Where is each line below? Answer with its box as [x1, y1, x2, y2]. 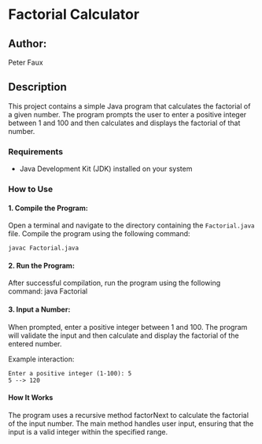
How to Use [8, 183, 54, 194]
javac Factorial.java [8, 244, 79, 253]
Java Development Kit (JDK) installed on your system [19, 164, 193, 174]
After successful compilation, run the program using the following [8, 278, 221, 288]
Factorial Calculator [8, 6, 140, 24]
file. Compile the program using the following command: [8, 229, 190, 239]
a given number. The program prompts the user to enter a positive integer [8, 109, 247, 119]
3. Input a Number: [8, 305, 71, 314]
